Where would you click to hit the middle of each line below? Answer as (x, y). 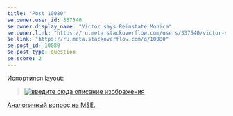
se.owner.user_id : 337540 (44, 20)
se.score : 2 (24, 59)
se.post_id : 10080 (34, 46)
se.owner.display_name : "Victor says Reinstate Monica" (89, 26)
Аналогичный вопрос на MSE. (51, 105)
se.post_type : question (42, 52)
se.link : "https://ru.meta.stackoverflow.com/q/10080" (88, 39)
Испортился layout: (36, 78)
